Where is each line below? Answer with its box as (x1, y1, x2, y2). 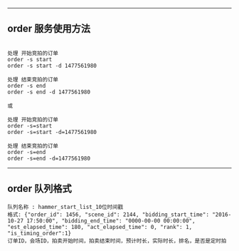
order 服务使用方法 (7, 23, 91, 35)
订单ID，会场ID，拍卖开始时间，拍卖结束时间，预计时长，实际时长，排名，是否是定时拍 (7, 237, 227, 245)
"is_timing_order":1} (7, 230, 72, 237)
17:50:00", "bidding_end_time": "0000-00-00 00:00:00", (26, 217, 196, 225)
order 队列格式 (7, 183, 73, 195)
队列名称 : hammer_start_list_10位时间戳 (7, 203, 123, 210)
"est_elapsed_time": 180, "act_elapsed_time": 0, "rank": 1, (7, 223, 193, 230)
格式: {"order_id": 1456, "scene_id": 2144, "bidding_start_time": (7, 211, 210, 218)
